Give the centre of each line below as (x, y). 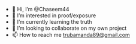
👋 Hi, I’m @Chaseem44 (40, 9)
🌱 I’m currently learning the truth (52, 22)
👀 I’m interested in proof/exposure (54, 15)
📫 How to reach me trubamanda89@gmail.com (71, 35)
